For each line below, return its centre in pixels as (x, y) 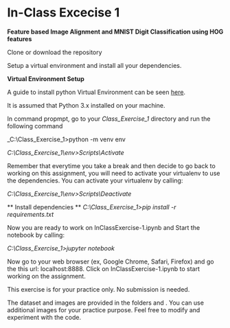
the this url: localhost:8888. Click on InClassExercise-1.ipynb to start (104, 268)
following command (35, 126)
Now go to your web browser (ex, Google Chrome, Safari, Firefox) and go (111, 261)
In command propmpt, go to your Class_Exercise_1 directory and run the (109, 119)
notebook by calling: (36, 235)
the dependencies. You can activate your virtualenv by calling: (95, 180)
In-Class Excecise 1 (64, 13)
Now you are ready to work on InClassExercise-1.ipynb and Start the (104, 227)
